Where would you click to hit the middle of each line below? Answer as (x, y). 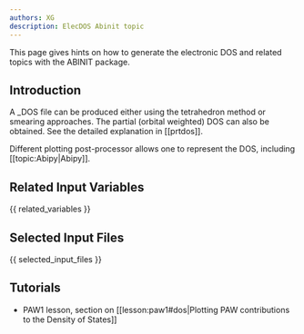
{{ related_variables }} (50, 209)
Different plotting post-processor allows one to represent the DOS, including (152, 149)
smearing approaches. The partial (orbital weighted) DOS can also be (140, 122)
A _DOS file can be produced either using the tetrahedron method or (138, 112)
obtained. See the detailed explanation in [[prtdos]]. (106, 132)
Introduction (46, 90)
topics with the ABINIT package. (70, 62)
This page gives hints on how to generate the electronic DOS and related (146, 52)
